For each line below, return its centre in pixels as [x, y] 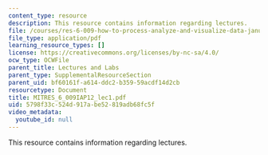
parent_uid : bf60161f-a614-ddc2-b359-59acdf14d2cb [94, 82]
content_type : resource [48, 16]
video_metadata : [35, 113]
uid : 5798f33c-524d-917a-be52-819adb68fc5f [82, 105]
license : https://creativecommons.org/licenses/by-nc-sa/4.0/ [114, 53]
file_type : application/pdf [55, 38]
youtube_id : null [44, 120]
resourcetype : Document [48, 90]
